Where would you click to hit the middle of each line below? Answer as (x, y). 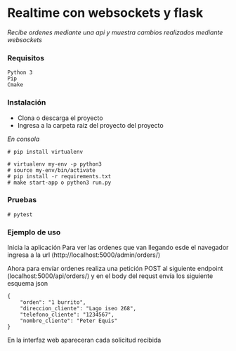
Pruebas (22, 200)
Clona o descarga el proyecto (60, 118)
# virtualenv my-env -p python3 (54, 164)
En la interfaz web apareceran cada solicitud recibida (84, 340)
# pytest (20, 214)
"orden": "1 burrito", (53, 303)
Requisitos (26, 58)
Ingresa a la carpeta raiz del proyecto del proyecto (90, 125)
